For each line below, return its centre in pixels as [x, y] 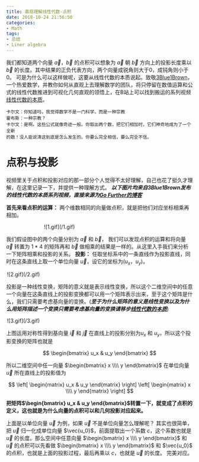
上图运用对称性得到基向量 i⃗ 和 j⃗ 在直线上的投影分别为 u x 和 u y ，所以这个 [96, 333]
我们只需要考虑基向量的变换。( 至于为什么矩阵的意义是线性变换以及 [98, 301]
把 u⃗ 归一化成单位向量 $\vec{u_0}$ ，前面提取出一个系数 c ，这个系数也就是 [99, 431]
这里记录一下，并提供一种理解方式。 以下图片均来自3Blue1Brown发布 [106, 187]
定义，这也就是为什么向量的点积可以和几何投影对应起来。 [76, 411]
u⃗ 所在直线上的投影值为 [36, 373]
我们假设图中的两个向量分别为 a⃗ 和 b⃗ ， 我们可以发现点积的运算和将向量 [96, 239]
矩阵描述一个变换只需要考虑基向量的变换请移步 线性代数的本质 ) [93, 309]
